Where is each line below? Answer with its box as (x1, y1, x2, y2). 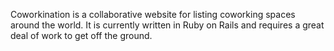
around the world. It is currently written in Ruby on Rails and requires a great (10, 19, 325, 31)
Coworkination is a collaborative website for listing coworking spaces (10, 9, 296, 20)
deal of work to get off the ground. (10, 30, 153, 41)
